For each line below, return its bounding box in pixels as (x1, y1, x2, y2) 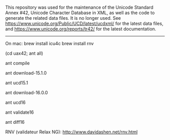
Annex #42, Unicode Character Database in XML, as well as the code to (5, 10, 155, 16)
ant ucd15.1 (5, 80, 28, 86)
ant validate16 (5, 109, 34, 115)
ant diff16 (5, 119, 25, 125)
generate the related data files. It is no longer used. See (5, 15, 121, 21)
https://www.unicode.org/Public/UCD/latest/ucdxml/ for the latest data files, (5, 20, 163, 26)
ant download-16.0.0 (5, 90, 48, 95)
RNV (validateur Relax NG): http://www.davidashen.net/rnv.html (5, 129, 138, 135)
